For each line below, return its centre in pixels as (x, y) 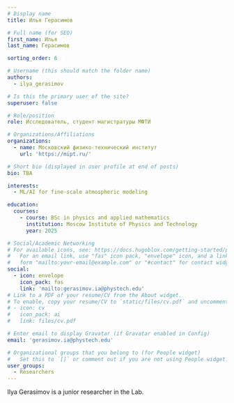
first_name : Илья (32, 39)
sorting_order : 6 (32, 59)
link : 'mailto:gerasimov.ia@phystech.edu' (82, 289)
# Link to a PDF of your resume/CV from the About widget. (95, 295)
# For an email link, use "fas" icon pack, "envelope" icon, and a (110, 256)
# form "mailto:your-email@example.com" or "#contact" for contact (110, 263)
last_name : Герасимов (39, 46)
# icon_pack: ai (34, 314)
